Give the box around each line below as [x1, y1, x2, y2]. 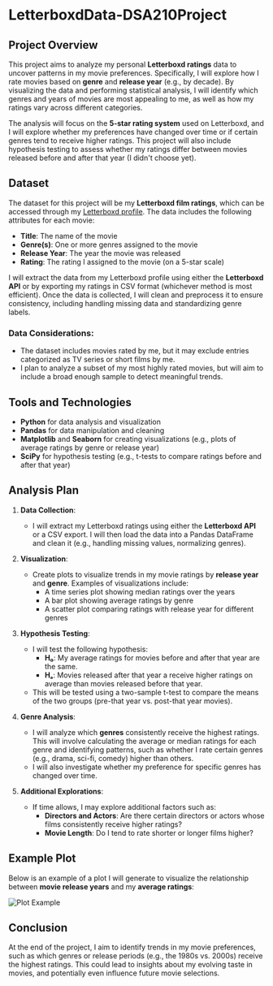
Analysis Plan [8, 483, 80, 497]
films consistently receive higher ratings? [44, 819, 183, 829]
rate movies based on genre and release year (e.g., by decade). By [8, 77, 234, 86]
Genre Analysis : [19, 711, 76, 721]
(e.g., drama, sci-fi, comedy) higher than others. [32, 753, 194, 763]
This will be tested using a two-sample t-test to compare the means [32, 687, 259, 697]
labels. [8, 307, 31, 317]
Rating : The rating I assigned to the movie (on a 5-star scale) [19, 257, 225, 266]
